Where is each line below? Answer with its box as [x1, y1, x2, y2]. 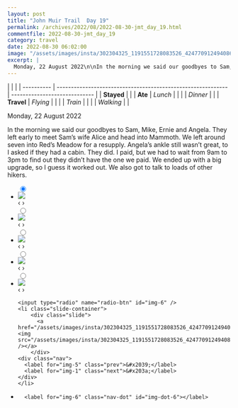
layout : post [7, 10, 46, 18]
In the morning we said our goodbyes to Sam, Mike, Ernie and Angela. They [7, 125, 227, 133]
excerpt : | [7, 57, 40, 64]
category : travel [7, 37, 59, 44]
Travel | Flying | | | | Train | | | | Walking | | [7, 97, 130, 106]
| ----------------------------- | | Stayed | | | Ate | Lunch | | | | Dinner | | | [7, 90, 220, 99]
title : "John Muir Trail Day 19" [7, 17, 110, 24]
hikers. [7, 170, 27, 179]
